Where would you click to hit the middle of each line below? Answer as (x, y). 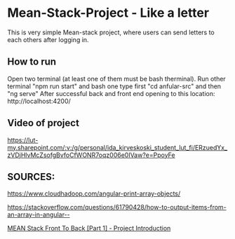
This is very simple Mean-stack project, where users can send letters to (111, 32)
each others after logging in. (48, 39)
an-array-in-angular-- (39, 214)
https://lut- (23, 140)
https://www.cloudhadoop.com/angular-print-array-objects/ (94, 193)
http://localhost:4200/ (39, 101)
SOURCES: (31, 177)
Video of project (43, 123)
